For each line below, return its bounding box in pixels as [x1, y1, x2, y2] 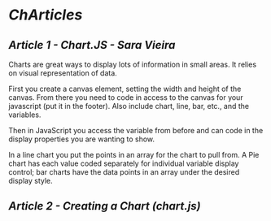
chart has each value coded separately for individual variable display [8, 158, 239, 168]
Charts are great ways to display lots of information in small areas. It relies [8, 59, 257, 69]
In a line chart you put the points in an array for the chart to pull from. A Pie [8, 150, 260, 159]
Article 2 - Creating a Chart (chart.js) [8, 199, 201, 213]
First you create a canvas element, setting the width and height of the [8, 84, 242, 93]
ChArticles [8, 6, 83, 24]
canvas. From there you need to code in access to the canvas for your [8, 93, 243, 102]
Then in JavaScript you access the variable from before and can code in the [8, 126, 264, 135]
